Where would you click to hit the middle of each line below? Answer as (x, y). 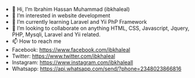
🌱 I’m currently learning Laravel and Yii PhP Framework (79, 22)
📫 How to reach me (36, 41)
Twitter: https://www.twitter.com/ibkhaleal (63, 56)
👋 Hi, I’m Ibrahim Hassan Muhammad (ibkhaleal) (71, 9)
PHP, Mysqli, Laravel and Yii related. (56, 35)
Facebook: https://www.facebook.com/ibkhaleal (71, 50)
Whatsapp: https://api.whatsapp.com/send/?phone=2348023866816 (97, 69)
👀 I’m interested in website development (61, 15)
